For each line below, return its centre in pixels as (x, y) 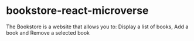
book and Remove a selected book (48, 32)
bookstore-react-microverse (77, 11)
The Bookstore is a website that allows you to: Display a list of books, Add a (97, 27)
